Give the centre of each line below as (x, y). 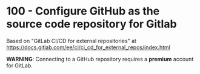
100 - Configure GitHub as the (83, 11)
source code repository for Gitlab (92, 24)
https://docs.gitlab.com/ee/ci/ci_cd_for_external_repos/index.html (88, 47)
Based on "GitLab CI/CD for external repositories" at (71, 41)
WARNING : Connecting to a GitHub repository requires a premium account (100, 59)
